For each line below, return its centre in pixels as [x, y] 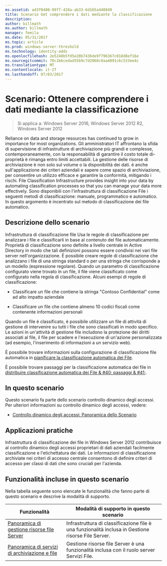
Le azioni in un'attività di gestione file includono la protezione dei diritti [78, 332]
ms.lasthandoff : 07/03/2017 [34, 75]
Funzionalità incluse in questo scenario [67, 479]
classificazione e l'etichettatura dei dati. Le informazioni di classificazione [81, 453]
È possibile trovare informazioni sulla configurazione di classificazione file [81, 352]
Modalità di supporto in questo [113, 509]
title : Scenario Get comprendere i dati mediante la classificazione [79, 14]
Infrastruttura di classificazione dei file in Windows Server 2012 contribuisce [83, 442]
